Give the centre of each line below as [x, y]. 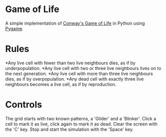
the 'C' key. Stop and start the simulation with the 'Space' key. [69, 129]
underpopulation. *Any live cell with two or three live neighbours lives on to [83, 68]
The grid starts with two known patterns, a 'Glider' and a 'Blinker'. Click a [81, 118]
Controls [24, 105]
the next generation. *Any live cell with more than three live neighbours [79, 74]
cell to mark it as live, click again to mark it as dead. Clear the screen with [81, 124]
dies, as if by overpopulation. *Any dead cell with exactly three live [75, 79]
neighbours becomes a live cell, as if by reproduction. [61, 84]
